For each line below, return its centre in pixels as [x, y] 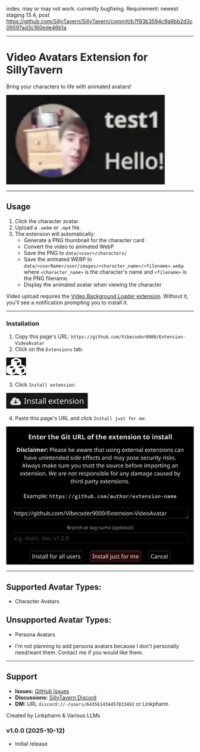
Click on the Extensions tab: [49, 349]
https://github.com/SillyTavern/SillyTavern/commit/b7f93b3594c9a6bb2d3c [99, 21]
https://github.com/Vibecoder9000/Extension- [128, 337]
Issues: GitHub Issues [42, 691]
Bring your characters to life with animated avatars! [69, 87]
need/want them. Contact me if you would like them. [79, 652]
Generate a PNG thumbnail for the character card [84, 240]
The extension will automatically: [55, 234]
